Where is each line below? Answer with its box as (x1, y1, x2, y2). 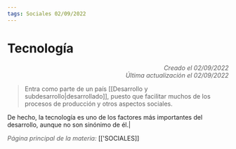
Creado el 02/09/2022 (164, 64, 229, 72)
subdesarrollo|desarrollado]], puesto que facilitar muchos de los (24, 92, 211, 100)
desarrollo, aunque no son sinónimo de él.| (7, 120, 131, 129)
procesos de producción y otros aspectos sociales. (24, 99, 173, 108)
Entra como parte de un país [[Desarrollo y (24, 85, 148, 93)
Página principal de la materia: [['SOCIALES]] (7, 134, 140, 142)
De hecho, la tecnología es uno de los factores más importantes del (7, 113, 203, 121)
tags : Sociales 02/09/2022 (7, 10, 86, 17)
